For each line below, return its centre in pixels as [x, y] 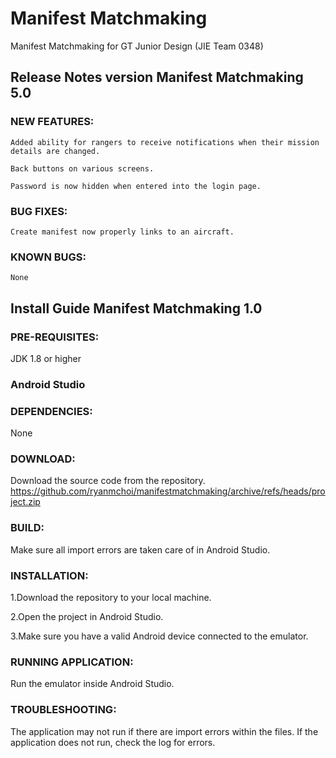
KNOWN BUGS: [48, 257]
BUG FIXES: [39, 211]
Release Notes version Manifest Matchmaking [157, 77]
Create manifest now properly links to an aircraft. [122, 232]
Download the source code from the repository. [108, 481]
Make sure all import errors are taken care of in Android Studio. [140, 549]
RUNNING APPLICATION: [72, 662]
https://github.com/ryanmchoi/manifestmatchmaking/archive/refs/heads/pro [168, 491]
